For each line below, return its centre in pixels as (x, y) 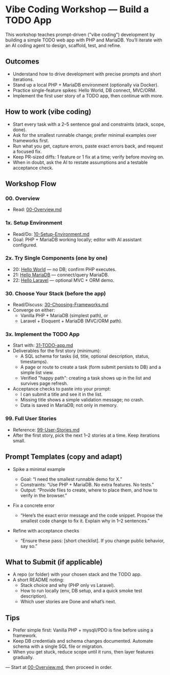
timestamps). (34, 362)
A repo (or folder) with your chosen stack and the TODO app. (77, 575)
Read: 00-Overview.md (37, 210)
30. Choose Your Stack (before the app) (56, 293)
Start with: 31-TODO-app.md (43, 345)
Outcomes (22, 62)
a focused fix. (27, 151)
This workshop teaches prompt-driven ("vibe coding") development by (80, 34)
